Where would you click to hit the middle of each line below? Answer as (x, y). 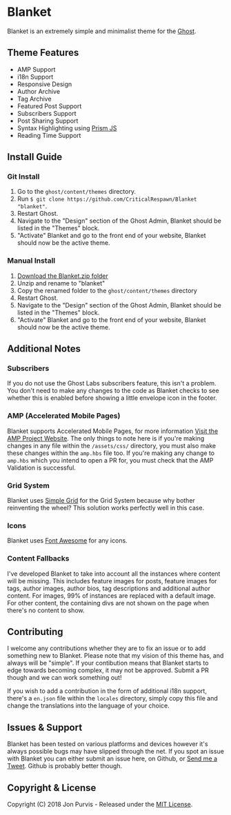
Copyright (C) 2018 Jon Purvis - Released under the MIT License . (100, 805)
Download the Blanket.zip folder (63, 276)
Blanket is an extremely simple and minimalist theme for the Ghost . (102, 31)
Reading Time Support (49, 135)
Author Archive (39, 91)
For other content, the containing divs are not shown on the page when (108, 603)
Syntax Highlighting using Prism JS (67, 128)
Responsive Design (44, 84)
